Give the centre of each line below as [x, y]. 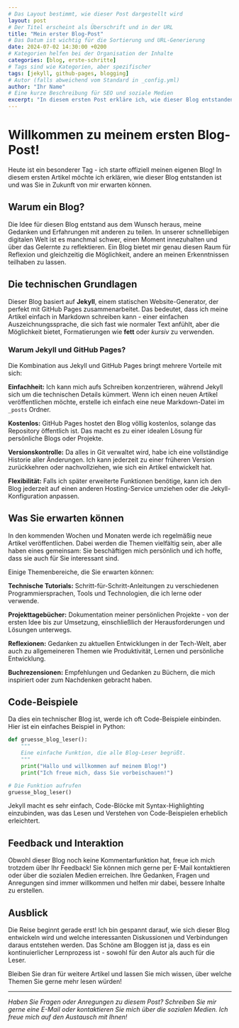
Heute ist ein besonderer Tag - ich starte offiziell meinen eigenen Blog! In [115, 169]
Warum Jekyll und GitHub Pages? [67, 350]
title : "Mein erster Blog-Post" [56, 34]
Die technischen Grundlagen [73, 285]
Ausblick [28, 913]
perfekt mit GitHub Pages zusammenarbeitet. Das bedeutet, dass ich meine [118, 309]
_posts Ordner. [30, 409]
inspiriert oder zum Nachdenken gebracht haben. [80, 680]
